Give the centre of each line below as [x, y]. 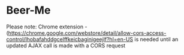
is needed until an [156, 39]
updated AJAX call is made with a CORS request [66, 46]
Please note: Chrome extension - [47, 27]
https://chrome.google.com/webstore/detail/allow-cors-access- [87, 33]
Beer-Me [28, 10]
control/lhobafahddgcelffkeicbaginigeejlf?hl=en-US [70, 39]
